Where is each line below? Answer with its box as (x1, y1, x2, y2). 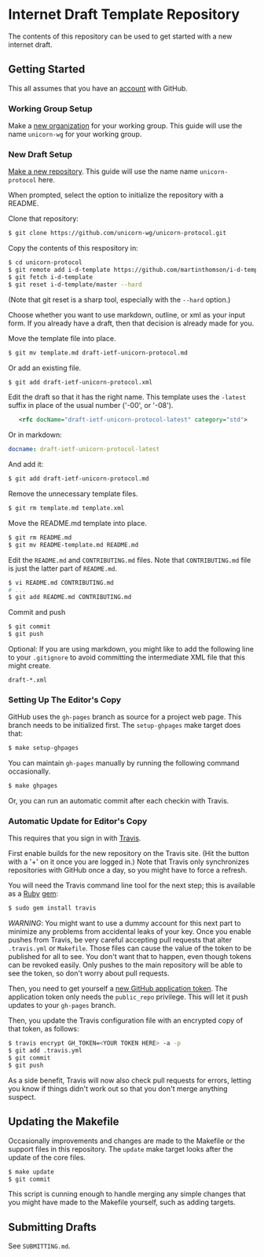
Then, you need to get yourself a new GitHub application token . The (8, 984, 228, 994)
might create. (8, 661, 51, 671)
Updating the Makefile (8, 1115, 119, 1129)
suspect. (8, 1092, 37, 1101)
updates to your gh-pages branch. (8, 1001, 116, 1010)
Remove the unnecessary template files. (8, 489, 138, 498)
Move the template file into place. (8, 333, 116, 343)
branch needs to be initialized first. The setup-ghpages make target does (8, 721, 241, 730)
